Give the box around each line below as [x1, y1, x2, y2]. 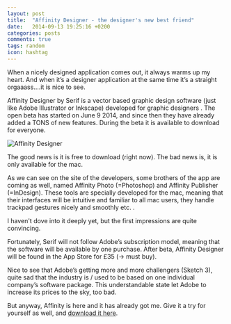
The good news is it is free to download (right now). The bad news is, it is [7, 152, 218, 161]
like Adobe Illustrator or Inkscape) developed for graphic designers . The [7, 104, 216, 112]
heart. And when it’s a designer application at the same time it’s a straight [7, 75, 217, 83]
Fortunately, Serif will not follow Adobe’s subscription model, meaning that [7, 237, 221, 245]
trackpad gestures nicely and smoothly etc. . [7, 203, 135, 211]
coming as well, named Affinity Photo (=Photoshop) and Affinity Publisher [7, 181, 218, 189]
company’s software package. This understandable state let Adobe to [7, 280, 207, 289]
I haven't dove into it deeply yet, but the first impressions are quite [7, 216, 197, 225]
